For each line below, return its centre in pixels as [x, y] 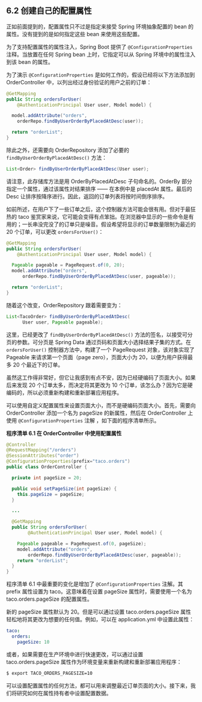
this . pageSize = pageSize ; [51, 494]
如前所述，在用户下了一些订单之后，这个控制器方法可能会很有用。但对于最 [98, 209]
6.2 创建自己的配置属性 [49, 11]
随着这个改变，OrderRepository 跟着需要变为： [64, 305]
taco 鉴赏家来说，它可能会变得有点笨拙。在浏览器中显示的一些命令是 [103, 216]
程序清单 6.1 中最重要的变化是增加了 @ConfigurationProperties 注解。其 [95, 584]
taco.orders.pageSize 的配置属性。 [50, 599]
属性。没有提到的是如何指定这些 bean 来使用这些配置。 [75, 34]
